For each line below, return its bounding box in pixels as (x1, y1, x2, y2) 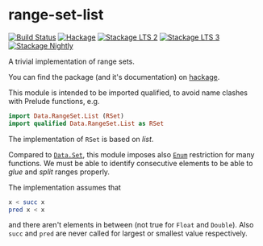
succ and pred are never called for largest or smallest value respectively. (8, 228, 248, 239)
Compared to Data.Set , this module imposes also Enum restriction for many (8, 149, 255, 159)
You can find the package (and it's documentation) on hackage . (8, 72, 220, 81)
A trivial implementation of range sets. (8, 56, 136, 66)
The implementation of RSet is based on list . (8, 134, 154, 144)
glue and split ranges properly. (8, 167, 111, 177)
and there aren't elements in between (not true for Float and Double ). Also (8, 220, 254, 230)
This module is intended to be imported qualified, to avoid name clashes (8, 87, 248, 98)
